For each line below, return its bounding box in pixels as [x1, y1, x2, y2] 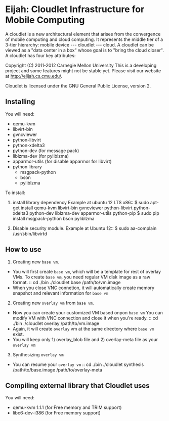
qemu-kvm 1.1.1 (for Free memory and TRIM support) [12, 404, 122, 410]
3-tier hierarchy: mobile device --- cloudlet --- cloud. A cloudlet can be [5, 41, 154, 48]
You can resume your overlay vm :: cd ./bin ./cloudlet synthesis [12, 361, 144, 367]
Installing [5, 98, 35, 106]
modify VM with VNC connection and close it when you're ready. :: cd [12, 315, 158, 321]
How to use [5, 245, 41, 254]
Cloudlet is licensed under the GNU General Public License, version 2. [5, 82, 151, 89]
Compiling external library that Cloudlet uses [5, 381, 150, 390]
